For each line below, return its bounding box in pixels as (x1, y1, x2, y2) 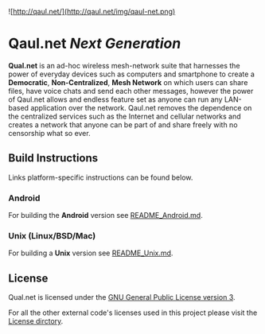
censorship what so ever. (8, 128, 91, 138)
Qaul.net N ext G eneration (8, 35, 181, 52)
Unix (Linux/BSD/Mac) (8, 230, 96, 241)
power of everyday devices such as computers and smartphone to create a (8, 69, 255, 79)
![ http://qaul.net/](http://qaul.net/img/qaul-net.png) (8, 7, 176, 16)
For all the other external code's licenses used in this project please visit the (8, 308, 258, 317)
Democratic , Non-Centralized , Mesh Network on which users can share (8, 77, 248, 87)
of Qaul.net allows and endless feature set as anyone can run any (8, 95, 223, 104)
